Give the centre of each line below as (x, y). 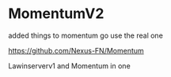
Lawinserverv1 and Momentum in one (69, 66)
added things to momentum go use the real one (86, 35)
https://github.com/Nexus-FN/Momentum (76, 50)
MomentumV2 (56, 14)
